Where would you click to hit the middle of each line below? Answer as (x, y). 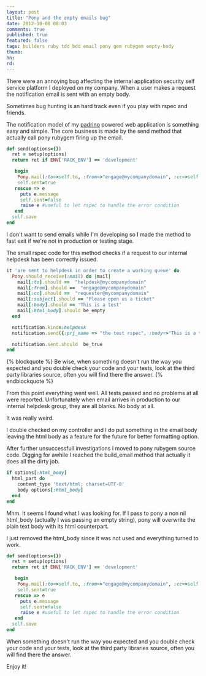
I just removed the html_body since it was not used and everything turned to (103, 538)
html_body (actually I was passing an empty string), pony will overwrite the (101, 519)
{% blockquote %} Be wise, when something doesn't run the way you (94, 362)
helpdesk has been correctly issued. (52, 259)
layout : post (23, 12)
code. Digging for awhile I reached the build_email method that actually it (98, 455)
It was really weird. (30, 418)
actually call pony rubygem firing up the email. (65, 137)
